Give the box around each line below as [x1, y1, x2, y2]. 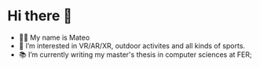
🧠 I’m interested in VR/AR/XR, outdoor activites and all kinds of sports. [18, 41, 245, 50]
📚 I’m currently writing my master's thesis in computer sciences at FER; [18, 50, 252, 59]
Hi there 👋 [7, 7, 72, 25]
